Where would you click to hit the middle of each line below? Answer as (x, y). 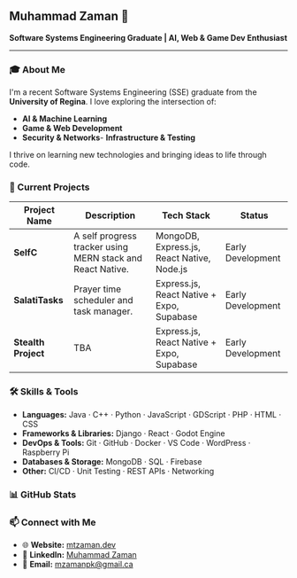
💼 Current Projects (49, 187)
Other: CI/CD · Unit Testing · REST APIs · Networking (118, 471)
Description (110, 215)
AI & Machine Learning (65, 119)
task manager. (103, 311)
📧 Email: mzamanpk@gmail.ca (78, 564)
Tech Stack (186, 215)
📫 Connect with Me (53, 522)
